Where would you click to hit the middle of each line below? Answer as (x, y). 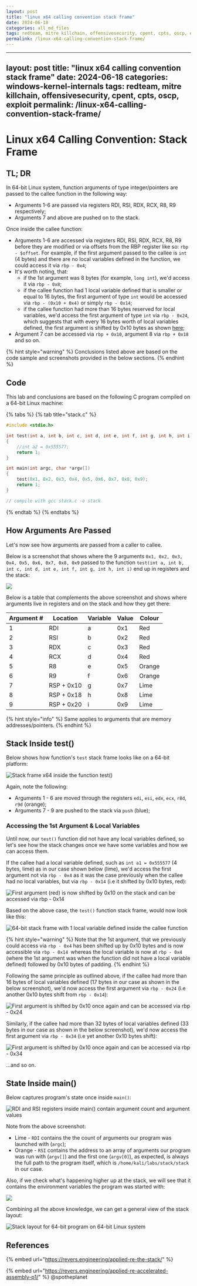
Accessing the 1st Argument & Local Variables (73, 826)
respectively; (30, 212)
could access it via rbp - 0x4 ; (50, 266)
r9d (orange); (30, 804)
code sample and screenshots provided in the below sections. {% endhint (95, 358)
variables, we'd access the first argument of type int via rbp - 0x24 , (106, 316)
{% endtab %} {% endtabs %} (43, 512)
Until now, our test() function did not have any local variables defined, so (95, 839)
